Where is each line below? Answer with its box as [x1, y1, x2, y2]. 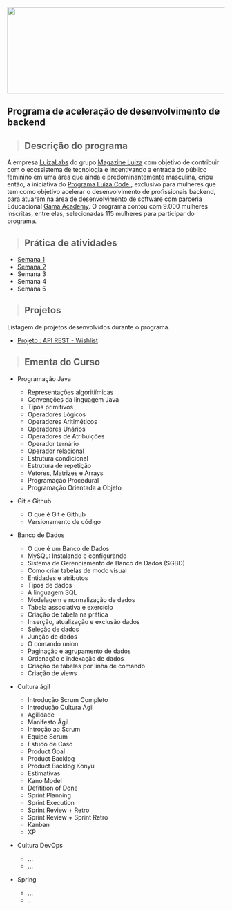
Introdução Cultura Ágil [27, 703, 94, 711]
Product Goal [27, 747, 66, 755]
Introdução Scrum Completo [27, 695, 108, 704]
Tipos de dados [27, 581, 72, 589]
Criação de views [27, 669, 77, 677]
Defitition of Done [27, 784, 78, 792]
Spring [17, 875, 37, 883]
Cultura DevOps [17, 841, 64, 849]
